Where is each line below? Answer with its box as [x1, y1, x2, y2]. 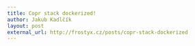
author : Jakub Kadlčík [7, 16, 72, 23]
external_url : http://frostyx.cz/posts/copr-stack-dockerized [7, 28, 188, 36]
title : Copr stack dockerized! [7, 9, 96, 17]
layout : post [7, 22, 44, 29]
